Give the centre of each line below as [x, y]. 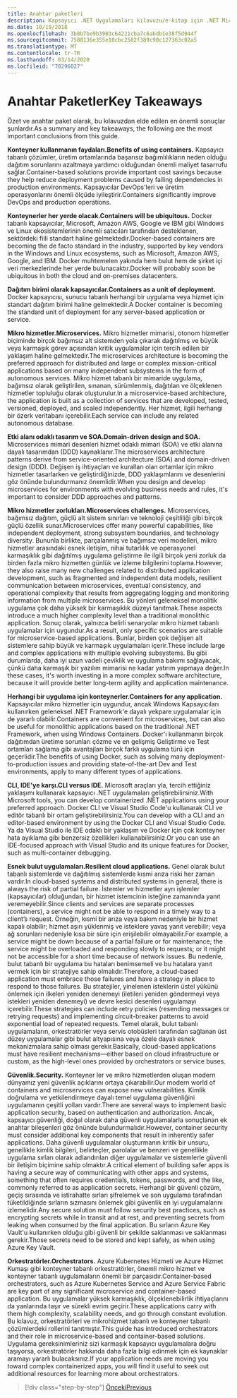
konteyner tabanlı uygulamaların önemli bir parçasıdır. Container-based [109, 1276]
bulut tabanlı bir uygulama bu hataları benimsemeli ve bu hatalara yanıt [110, 963]
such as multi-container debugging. [59, 852]
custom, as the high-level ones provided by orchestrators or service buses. [116, 1061]
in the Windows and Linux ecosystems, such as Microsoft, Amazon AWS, [114, 253]
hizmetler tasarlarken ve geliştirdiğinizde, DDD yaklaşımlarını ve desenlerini [116, 474]
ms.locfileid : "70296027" [45, 66]
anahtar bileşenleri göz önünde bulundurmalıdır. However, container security [117, 1127]
